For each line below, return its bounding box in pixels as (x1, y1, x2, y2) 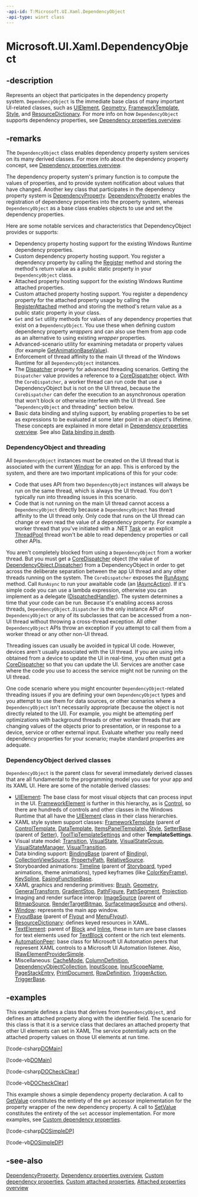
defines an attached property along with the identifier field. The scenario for (6, 1014, 191, 1021)
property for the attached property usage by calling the (14, 297, 150, 304)
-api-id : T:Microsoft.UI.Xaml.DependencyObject (6, 8, 126, 15)
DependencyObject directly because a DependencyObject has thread (14, 506, 176, 513)
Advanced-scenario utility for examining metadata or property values (14, 340, 183, 348)
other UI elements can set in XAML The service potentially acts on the (6, 1027, 176, 1034)
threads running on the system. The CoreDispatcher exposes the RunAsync (6, 574, 189, 581)
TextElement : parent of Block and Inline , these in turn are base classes (14, 925, 187, 932)
